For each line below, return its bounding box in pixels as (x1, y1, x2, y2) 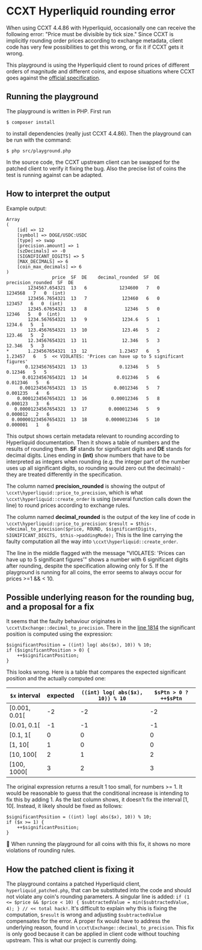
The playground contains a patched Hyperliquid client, (6, 880, 141, 887)
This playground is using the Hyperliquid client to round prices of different (6, 61, 189, 69)
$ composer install (6, 119, 55, 125)
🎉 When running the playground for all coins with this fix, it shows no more (6, 840, 191, 848)
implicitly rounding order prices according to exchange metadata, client (6, 37, 183, 44)
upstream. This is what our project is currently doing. (6, 937, 138, 944)
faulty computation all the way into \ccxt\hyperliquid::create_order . (6, 538, 179, 545)
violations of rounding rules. (6, 847, 76, 854)
